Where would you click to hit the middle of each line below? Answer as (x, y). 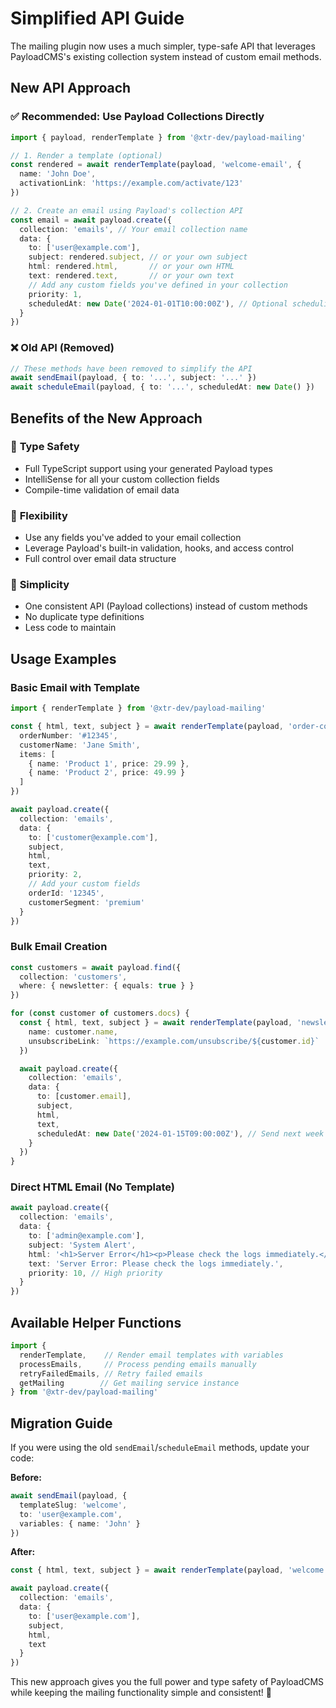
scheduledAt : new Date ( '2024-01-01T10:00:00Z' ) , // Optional (158, 303)
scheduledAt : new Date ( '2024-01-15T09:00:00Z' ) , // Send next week (180, 1133)
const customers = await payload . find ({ (96, 967)
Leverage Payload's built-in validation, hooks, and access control (159, 548)
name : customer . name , (73, 1032)
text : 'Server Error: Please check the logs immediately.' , (156, 1263)
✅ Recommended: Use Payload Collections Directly (137, 117)
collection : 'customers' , (73, 977)
